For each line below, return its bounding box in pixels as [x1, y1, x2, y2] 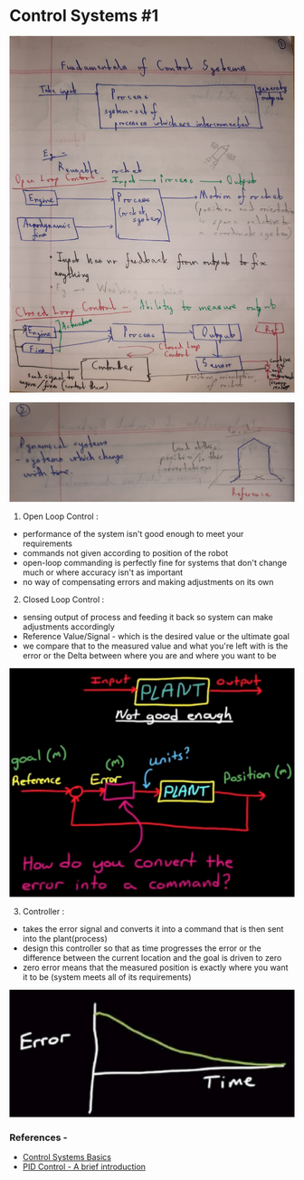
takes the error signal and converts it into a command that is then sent [22, 924, 284, 935]
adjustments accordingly [22, 621, 115, 632]
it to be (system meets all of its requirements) [22, 972, 192, 983]
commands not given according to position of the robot [22, 548, 229, 559]
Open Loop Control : [22, 511, 99, 522]
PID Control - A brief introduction [22, 1161, 147, 1173]
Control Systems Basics [22, 1152, 111, 1163]
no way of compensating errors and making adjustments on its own [22, 577, 274, 588]
